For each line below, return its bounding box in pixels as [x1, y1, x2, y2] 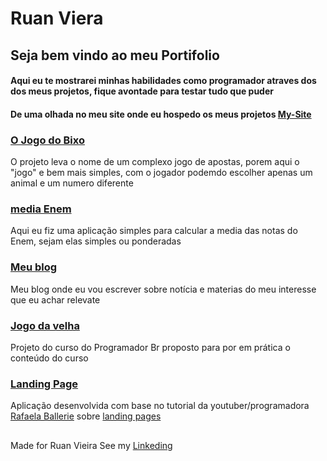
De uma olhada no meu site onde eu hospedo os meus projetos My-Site [10, 108, 312, 120]
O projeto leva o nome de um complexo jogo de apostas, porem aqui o [10, 156, 300, 168]
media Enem [10, 202, 72, 216]
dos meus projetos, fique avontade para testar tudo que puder [10, 85, 274, 97]
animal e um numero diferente [10, 177, 134, 189]
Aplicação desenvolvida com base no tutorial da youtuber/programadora [10, 400, 310, 412]
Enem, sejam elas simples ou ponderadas [10, 235, 182, 247]
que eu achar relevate [10, 293, 101, 306]
